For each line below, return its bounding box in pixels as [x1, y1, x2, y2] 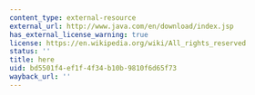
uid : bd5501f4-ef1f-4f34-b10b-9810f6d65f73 [9, 64, 178, 73]
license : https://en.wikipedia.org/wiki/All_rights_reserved [9, 38, 247, 48]
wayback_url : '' [9, 72, 71, 81]
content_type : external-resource [9, 13, 137, 23]
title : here [9, 55, 55, 64]
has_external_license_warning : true [9, 30, 148, 39]
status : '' [9, 47, 51, 56]
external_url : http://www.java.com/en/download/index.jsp [9, 22, 234, 31]
